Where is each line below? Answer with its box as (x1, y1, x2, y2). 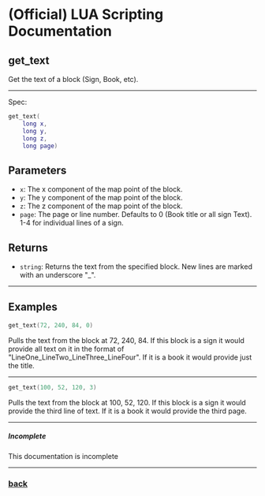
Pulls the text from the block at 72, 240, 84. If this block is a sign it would (8, 335, 244, 345)
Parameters (8, 163, 67, 177)
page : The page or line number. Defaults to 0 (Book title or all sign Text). (19, 210, 252, 219)
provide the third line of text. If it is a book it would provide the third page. (8, 406, 247, 416)
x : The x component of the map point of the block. (19, 185, 183, 194)
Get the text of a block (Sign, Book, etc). (8, 75, 139, 84)
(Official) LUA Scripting (8, 6, 164, 24)
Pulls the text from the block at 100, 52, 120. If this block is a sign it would (8, 397, 246, 407)
